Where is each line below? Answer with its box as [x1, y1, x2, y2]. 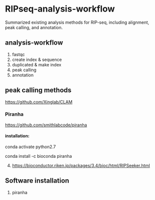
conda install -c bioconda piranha [5, 154, 72, 159]
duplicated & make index [12, 62, 62, 67]
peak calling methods [5, 86, 72, 94]
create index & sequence [12, 57, 62, 62]
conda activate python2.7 [5, 144, 56, 150]
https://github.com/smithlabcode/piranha [5, 122, 87, 128]
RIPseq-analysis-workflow [5, 3, 115, 15]
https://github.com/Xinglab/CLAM [5, 99, 73, 105]
